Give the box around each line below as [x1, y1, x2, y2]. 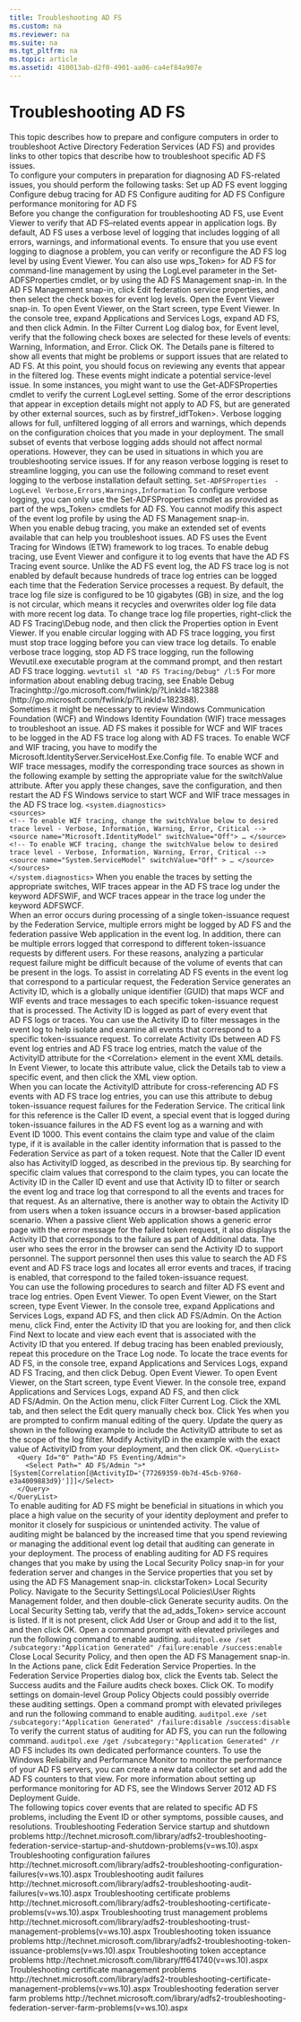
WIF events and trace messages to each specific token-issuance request [9, 995, 279, 1006]
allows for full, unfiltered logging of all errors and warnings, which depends [9, 417, 287, 428]
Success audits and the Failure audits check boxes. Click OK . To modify [9, 1679, 274, 1690]
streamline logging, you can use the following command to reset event [9, 465, 269, 476]
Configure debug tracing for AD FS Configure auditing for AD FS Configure [9, 188, 285, 199]
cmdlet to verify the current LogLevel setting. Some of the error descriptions [9, 389, 291, 399]
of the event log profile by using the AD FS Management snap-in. [9, 512, 249, 523]
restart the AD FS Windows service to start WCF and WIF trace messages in [9, 789, 290, 800]
